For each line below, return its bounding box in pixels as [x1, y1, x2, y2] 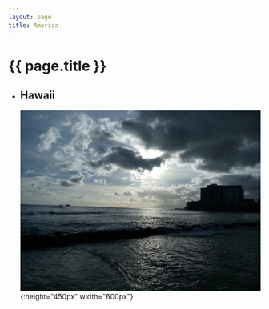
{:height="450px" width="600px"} [19, 292, 134, 301]
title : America [8, 21, 59, 30]
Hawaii [19, 89, 56, 102]
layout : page [8, 13, 52, 21]
